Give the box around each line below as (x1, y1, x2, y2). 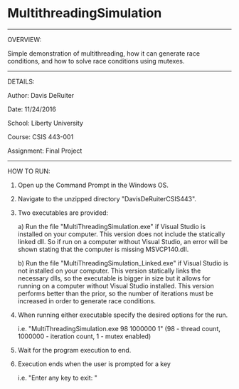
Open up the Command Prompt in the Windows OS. (17, 181, 169, 189)
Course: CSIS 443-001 (7, 132, 74, 141)
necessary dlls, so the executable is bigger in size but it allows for (17, 273, 211, 283)
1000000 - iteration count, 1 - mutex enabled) (17, 332, 152, 340)
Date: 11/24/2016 (7, 105, 57, 113)
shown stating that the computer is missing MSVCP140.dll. (17, 245, 189, 253)
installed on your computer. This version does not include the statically (17, 230, 225, 238)
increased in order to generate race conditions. (17, 296, 156, 305)
